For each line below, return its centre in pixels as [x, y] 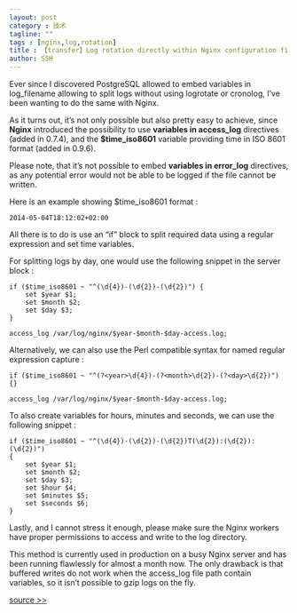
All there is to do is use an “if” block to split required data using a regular [141, 235]
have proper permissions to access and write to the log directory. [129, 537]
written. [23, 184]
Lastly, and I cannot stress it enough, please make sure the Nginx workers [144, 528]
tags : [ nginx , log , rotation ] [63, 42]
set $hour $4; [51, 488]
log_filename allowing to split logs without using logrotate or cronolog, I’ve [145, 93]
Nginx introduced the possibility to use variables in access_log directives [144, 129]
